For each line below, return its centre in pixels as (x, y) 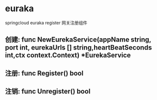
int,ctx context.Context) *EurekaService (68, 55)
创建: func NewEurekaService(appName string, (78, 40)
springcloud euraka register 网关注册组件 (46, 23)
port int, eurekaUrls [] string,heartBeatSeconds (78, 48)
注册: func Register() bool (44, 73)
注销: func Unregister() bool (48, 91)
